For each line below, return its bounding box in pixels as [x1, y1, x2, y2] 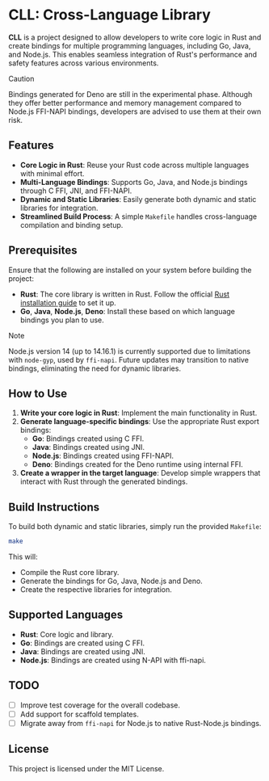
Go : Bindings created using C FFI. [32, 434, 145, 443]
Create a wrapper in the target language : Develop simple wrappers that [19, 468, 261, 478]
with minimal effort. [19, 168, 85, 178]
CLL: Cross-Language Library [8, 6, 212, 24]
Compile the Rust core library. [19, 568, 120, 577]
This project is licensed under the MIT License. [8, 763, 165, 773]
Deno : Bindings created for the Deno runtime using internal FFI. [32, 460, 244, 469]
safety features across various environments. [8, 58, 159, 68]
